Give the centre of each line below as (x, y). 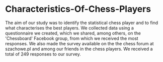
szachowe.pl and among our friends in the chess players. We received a (79, 49)
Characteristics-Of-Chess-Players (78, 9)
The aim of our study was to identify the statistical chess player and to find (81, 23)
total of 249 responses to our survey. (43, 54)
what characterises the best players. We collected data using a (70, 28)
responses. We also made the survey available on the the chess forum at (80, 43)
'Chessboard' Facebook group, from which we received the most (72, 38)
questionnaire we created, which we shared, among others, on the (73, 33)
